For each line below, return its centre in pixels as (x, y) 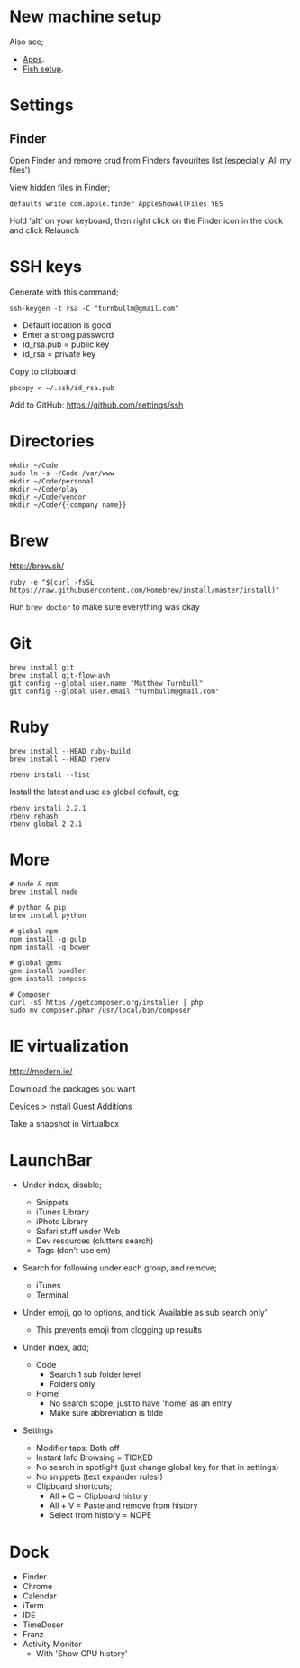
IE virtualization (69, 1046)
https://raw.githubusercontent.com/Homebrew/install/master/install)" (145, 590)
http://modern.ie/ (41, 1071)
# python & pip (38, 907)
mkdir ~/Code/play (44, 489)
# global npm (34, 931)
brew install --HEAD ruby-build (70, 751)
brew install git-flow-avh (60, 675)
